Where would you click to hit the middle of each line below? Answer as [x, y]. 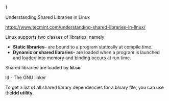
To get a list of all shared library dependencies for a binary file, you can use [85, 87]
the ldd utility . [20, 93]
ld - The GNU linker [26, 78]
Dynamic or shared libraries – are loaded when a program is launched [86, 52]
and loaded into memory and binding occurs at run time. [72, 58]
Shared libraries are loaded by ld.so [43, 68]
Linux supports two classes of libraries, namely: [55, 37]
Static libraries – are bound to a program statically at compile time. [82, 47]
